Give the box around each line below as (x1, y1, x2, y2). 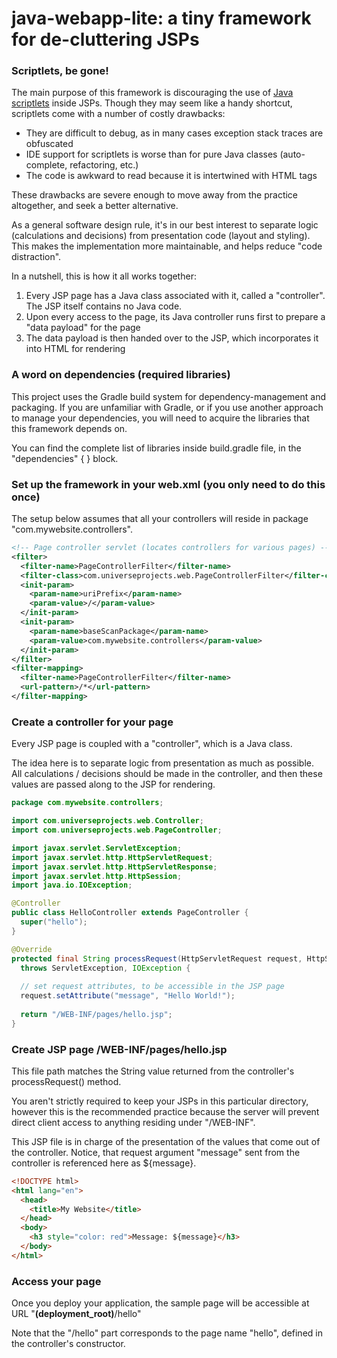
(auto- (279, 148, 306, 161)
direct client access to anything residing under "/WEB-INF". (11, 1116, 256, 1128)
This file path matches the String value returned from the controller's (11, 1065, 295, 1077)
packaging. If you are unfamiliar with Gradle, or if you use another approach (11, 401, 324, 413)
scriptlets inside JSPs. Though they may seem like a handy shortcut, (11, 97, 293, 109)
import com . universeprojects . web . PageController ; (11, 825, 223, 835)
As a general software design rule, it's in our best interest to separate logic (11, 219, 319, 231)
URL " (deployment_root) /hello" (11, 1308, 142, 1320)
